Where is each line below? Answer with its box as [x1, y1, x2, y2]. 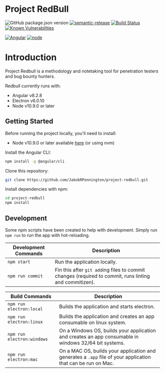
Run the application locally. [55, 259, 117, 265]
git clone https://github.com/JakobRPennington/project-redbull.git [5, 177, 148, 182]
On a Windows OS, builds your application [59, 327, 156, 334]
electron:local [7, 306, 43, 311]
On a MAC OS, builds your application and [59, 347, 156, 354]
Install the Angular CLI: [5, 149, 51, 155]
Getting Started [5, 117, 54, 126]
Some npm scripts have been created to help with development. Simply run [5, 227, 158, 233]
